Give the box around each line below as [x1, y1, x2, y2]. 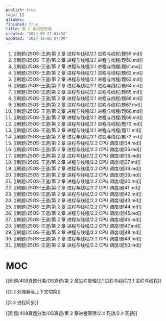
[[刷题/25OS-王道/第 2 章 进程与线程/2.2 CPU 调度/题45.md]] [13, 210, 142, 216]
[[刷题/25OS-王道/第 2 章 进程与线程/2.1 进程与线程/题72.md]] [13, 133, 143, 139]
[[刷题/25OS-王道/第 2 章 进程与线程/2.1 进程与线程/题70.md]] [13, 120, 143, 127]
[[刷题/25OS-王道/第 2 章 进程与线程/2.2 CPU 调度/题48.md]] [13, 229, 142, 235]
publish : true [6, 7, 36, 13]
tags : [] [6, 12, 25, 17]
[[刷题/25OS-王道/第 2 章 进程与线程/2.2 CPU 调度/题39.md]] [13, 171, 142, 178]
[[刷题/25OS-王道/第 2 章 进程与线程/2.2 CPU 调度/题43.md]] [13, 197, 142, 203]
